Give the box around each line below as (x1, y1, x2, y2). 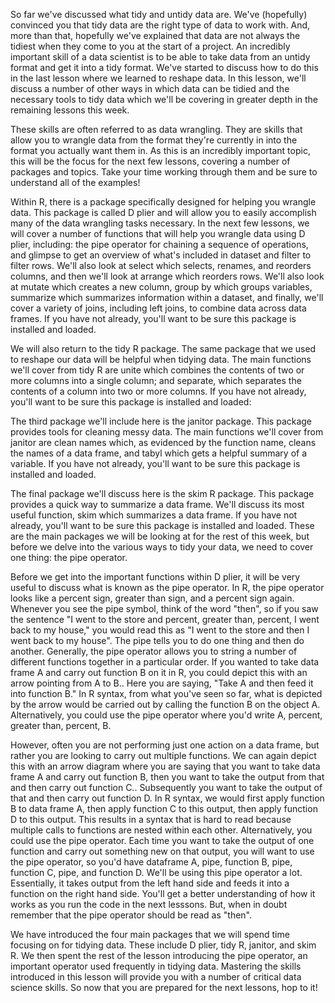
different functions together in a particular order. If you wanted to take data (10, 656, 320, 668)
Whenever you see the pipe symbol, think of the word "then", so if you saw (10, 603, 319, 614)
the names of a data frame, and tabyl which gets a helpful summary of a (10, 447, 308, 459)
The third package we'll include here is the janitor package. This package (10, 415, 313, 427)
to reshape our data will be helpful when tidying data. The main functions (10, 354, 312, 365)
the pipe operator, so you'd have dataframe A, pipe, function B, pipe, (10, 856, 293, 868)
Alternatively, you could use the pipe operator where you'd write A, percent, (10, 709, 323, 721)
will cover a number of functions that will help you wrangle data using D (10, 228, 306, 239)
